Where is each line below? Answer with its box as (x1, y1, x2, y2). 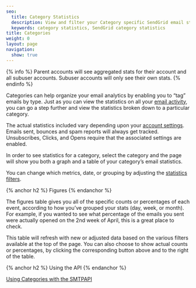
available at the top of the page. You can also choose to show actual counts (6, 240, 188, 247)
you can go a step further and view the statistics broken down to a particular (6, 104, 190, 111)
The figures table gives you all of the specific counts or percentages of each (6, 198, 190, 205)
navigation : (6, 47, 35, 53)
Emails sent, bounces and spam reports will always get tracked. (6, 128, 159, 135)
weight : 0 (6, 36, 30, 41)
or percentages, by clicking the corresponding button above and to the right (6, 247, 188, 254)
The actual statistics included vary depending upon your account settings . (6, 122, 185, 129)
